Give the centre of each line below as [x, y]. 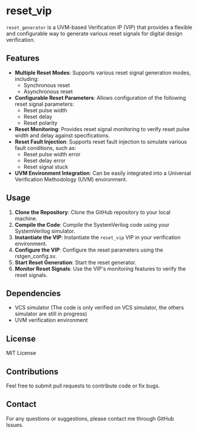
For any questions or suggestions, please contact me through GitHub [90, 418]
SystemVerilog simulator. [45, 231]
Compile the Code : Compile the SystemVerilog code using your [92, 224]
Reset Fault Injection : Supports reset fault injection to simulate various [101, 141]
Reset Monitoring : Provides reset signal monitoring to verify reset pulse [102, 129]
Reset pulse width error [52, 154]
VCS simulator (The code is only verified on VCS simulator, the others [99, 308]
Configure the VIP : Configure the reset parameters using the [89, 250]
